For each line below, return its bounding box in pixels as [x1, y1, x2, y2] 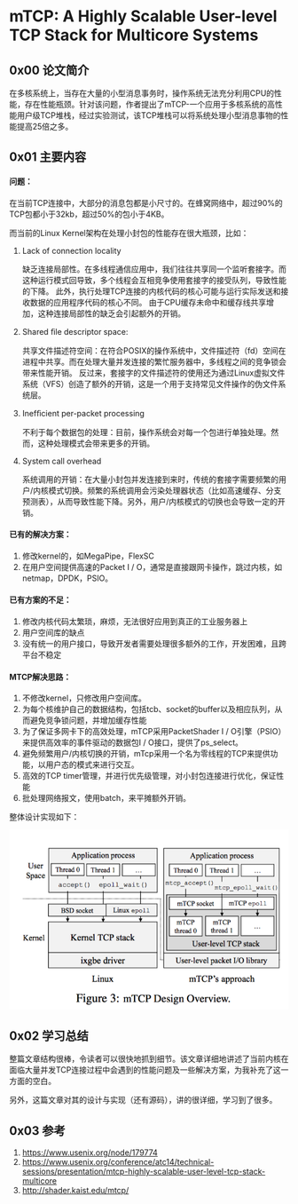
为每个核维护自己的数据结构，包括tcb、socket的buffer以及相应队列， [21, 704, 275, 715]
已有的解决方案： [9, 529, 72, 540]
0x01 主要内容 [9, 149, 87, 165]
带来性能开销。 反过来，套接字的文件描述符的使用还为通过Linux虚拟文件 [21, 367, 286, 378]
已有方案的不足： [9, 595, 72, 606]
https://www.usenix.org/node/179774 [21, 1147, 158, 1158]
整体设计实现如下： [9, 812, 80, 822]
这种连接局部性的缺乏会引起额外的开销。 [37, 308, 186, 319]
